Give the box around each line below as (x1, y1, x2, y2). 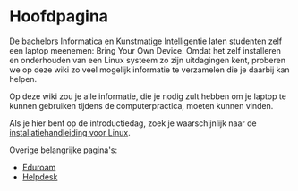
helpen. (9, 73, 38, 84)
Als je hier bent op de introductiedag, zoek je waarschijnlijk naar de (9, 118, 257, 129)
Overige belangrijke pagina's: (9, 145, 118, 155)
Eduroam (21, 162, 56, 172)
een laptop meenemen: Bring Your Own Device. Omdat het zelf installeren (9, 45, 282, 55)
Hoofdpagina (9, 6, 109, 27)
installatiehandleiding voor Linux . (9, 127, 132, 137)
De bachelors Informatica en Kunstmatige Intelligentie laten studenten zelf (9, 36, 283, 46)
